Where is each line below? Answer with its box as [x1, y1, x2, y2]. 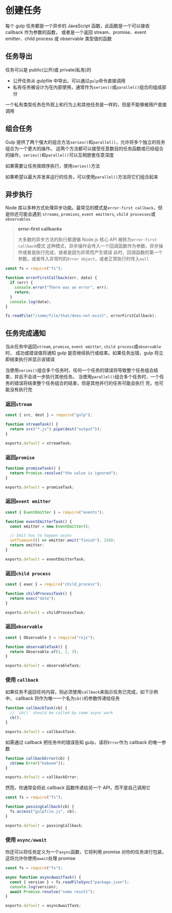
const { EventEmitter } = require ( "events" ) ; [5, 509, 104, 515]
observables [5, 217, 31, 222]
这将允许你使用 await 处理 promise [5, 855, 76, 862]
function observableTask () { [5, 644, 68, 649]
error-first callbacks [17, 226, 62, 232]
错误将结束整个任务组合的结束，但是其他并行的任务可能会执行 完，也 [14, 380, 159, 386]
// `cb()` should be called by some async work [10, 710, 114, 716]
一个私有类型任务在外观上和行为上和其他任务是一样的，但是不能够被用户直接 [5, 101, 167, 107]
